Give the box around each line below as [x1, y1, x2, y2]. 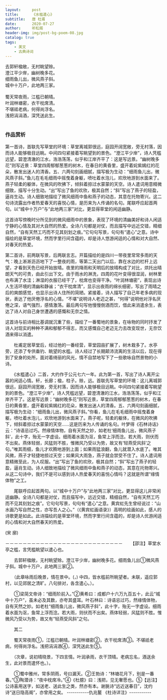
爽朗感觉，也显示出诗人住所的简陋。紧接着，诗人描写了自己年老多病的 [13, 289, 158, 295]
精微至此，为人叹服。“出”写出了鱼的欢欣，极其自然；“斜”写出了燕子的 [9, 459, 153, 465]
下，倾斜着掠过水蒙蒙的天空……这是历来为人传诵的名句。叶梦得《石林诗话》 [5, 421, 161, 427]
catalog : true [5, 35, 35, 40]
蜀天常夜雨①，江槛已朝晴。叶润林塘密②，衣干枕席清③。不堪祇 [13, 637, 150, 643]
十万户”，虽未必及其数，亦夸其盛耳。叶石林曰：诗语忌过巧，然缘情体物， [9, 597, 160, 603]
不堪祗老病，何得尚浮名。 [5, 106, 58, 112]
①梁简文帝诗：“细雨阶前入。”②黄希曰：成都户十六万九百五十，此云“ [13, 591, 156, 597]
